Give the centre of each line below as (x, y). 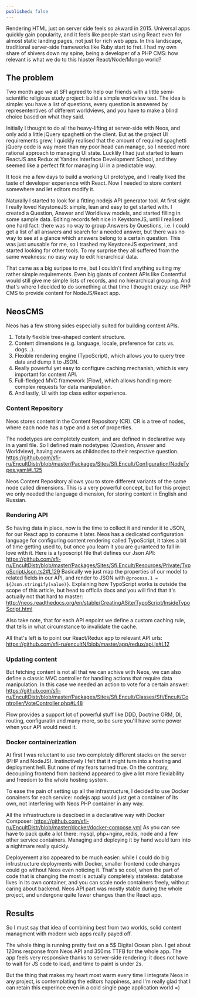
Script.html (19, 609)
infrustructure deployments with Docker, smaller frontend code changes (93, 864)
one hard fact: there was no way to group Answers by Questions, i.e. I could (98, 226)
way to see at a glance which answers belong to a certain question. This (93, 238)
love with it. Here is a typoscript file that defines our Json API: (81, 552)
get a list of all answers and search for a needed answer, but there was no (95, 232)
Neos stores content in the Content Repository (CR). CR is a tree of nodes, (96, 421)
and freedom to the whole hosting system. (57, 780)
